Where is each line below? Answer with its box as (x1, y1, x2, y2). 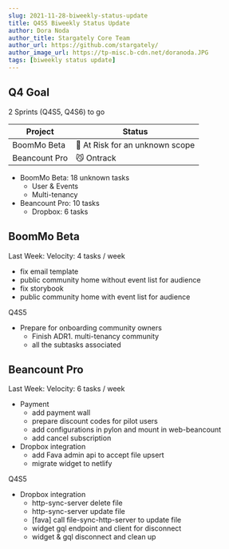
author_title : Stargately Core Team (8, 34, 130, 42)
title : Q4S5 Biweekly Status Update (8, 19, 130, 27)
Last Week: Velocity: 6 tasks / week (8, 384, 125, 393)
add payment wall (31, 408, 91, 417)
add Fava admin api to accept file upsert (31, 450, 165, 460)
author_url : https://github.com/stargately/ (8, 41, 159, 49)
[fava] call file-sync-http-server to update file (31, 515, 182, 525)
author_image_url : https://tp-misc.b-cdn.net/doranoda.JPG (8, 49, 209, 57)
